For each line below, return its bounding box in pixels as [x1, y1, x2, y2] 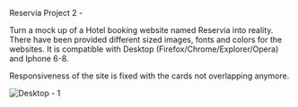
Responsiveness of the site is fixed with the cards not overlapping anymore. [9, 70, 290, 81]
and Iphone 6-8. [9, 53, 69, 63]
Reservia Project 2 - [9, 8, 83, 18]
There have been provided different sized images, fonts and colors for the [9, 35, 283, 45]
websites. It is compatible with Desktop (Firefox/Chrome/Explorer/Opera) [9, 44, 279, 54]
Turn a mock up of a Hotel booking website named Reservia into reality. [9, 25, 274, 35]
